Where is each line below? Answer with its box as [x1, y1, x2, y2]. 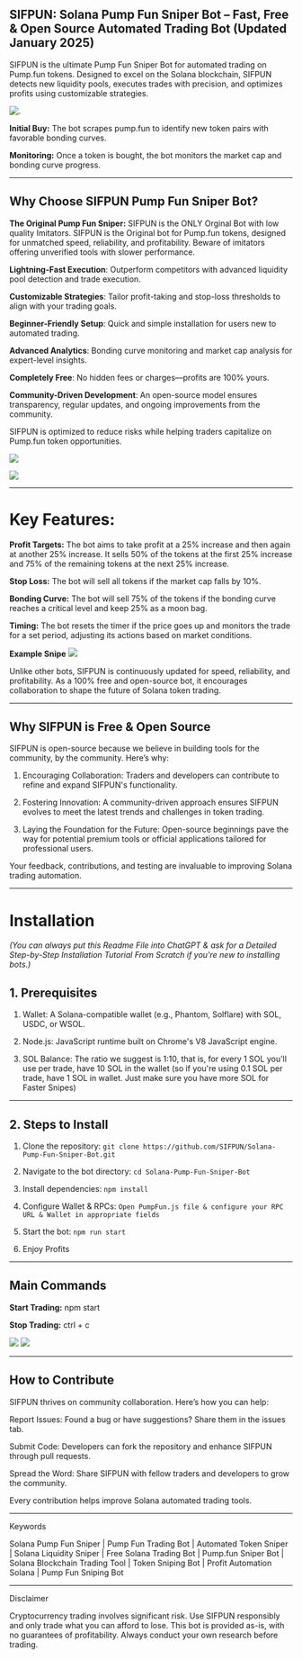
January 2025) [9, 35, 94, 50]
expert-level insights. [9, 355, 87, 365]
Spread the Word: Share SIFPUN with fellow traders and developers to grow [9, 1467, 290, 1479]
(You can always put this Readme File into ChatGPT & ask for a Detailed [9, 940, 277, 951]
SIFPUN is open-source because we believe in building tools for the [9, 743, 260, 754]
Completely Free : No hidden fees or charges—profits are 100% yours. [9, 372, 270, 383]
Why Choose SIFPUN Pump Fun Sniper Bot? [9, 194, 259, 210]
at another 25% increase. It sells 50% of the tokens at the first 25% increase [9, 548, 293, 559]
